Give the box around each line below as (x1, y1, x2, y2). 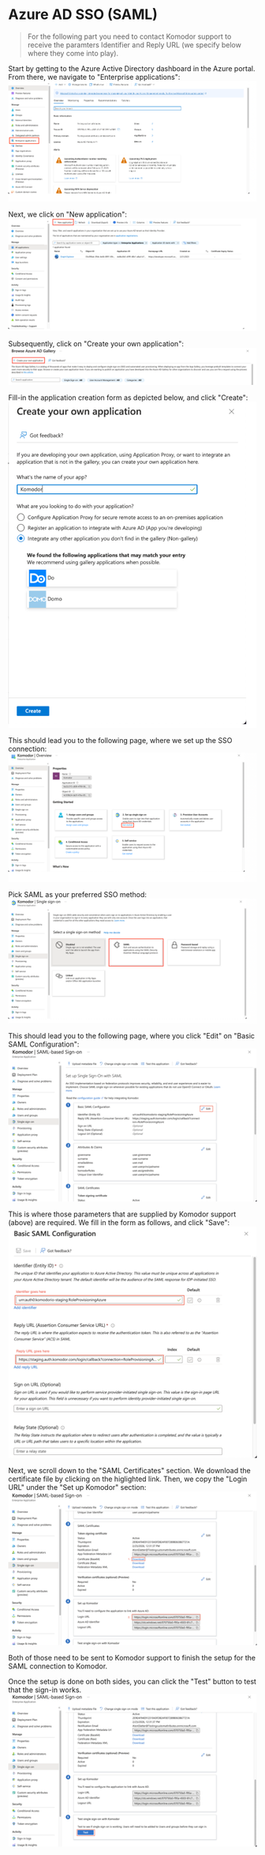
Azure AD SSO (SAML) (8, 6, 158, 24)
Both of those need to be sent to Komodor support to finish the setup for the (8, 1653, 256, 1663)
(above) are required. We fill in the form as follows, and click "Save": (8, 1218, 230, 1227)
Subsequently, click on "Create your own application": (8, 339, 184, 349)
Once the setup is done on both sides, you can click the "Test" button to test (8, 1677, 256, 1687)
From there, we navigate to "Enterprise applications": (8, 72, 181, 81)
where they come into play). (27, 48, 119, 58)
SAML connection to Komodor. (8, 1661, 108, 1671)
